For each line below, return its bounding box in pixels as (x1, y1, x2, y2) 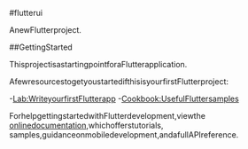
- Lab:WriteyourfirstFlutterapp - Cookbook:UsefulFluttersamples (9, 93, 239, 104)
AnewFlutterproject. (9, 25, 82, 35)
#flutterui (9, 8, 43, 18)
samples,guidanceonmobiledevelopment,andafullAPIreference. (9, 129, 239, 140)
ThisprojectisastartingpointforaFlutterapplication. (9, 59, 188, 69)
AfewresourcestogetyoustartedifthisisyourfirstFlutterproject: (9, 76, 229, 87)
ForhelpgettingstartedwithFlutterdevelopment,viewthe (9, 111, 206, 121)
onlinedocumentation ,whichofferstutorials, (9, 120, 164, 130)
